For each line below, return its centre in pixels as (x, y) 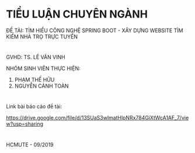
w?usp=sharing (25, 124)
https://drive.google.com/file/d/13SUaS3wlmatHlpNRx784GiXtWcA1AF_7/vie (97, 118)
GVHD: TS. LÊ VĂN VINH (36, 57)
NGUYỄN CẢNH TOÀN (41, 86)
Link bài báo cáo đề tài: (34, 106)
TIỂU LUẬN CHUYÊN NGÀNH (77, 14)
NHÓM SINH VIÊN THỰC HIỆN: (43, 68)
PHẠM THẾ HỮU (34, 80)
